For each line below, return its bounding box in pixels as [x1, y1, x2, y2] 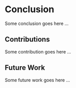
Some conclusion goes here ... [5, 20, 69, 26]
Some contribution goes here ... [5, 48, 71, 54]
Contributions [5, 35, 50, 44]
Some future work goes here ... [5, 77, 70, 83]
